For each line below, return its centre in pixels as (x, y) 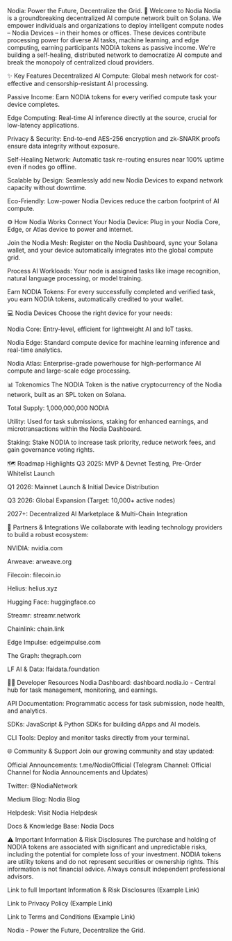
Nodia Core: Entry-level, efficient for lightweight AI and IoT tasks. (100, 329)
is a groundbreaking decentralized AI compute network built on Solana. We (115, 18)
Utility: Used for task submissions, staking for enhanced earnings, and (108, 421)
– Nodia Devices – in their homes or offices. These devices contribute (107, 33)
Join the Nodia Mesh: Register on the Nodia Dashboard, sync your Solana (113, 243)
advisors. (20, 876)
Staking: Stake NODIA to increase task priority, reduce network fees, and (111, 442)
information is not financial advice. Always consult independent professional (116, 869)
